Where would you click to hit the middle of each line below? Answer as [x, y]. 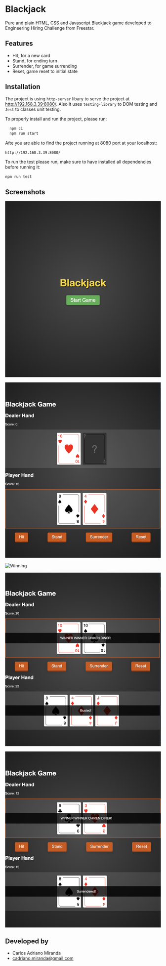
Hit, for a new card [31, 55]
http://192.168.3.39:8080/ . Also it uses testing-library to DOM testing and [81, 104]
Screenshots [25, 192]
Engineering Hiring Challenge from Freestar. [50, 28]
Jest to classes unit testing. [33, 109]
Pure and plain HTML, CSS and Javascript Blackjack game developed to [78, 23]
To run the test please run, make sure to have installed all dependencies [78, 162]
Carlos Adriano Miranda [36, 953]
